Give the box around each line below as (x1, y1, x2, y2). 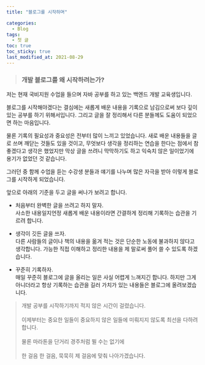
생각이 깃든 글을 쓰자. (15, 230, 66, 238)
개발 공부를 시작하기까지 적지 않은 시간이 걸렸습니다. (21, 302, 146, 309)
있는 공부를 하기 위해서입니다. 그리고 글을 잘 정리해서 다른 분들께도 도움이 (6, 111, 181, 119)
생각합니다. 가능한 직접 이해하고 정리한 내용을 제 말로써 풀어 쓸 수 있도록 (15, 246, 187, 253)
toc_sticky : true (6, 48, 51, 55)
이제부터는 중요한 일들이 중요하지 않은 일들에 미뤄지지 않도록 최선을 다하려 (21, 316, 198, 323)
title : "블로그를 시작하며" (6, 9, 68, 15)
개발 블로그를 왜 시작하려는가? (21, 75, 105, 84)
